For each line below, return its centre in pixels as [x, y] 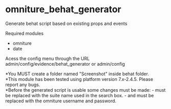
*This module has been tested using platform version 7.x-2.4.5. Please [79, 79]
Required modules [25, 33]
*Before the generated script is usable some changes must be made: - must [86, 90]
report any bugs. [23, 85]
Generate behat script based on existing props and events [66, 23]
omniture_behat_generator [63, 9]
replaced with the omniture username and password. [61, 101]
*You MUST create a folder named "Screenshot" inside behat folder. [77, 74]
